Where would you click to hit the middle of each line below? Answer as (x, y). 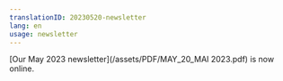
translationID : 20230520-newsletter (78, 17)
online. (22, 69)
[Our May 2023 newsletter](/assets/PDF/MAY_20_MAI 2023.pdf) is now (142, 60)
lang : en (26, 26)
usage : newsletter (44, 34)
